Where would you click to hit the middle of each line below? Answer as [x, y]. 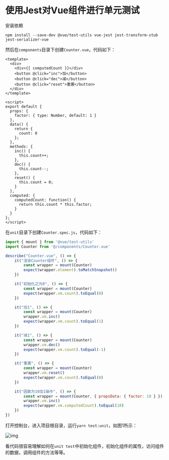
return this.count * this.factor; [55, 204]
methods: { [21, 146]
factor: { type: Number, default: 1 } [55, 115]
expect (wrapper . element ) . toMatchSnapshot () [70, 270]
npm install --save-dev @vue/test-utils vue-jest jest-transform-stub [82, 35]
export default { [24, 106]
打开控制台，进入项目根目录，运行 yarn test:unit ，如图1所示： [71, 425]
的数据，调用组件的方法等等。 [36, 452]
